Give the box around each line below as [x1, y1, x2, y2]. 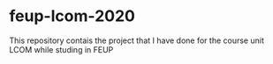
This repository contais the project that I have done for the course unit [9, 35, 265, 46]
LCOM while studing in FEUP [9, 44, 114, 54]
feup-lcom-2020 [9, 6, 135, 26]
